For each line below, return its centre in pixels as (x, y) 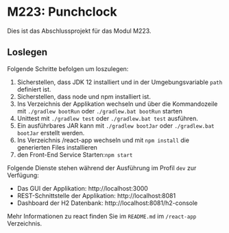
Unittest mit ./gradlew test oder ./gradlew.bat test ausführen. (108, 118)
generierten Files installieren (57, 147)
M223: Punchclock (62, 12)
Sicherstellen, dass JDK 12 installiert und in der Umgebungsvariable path (120, 82)
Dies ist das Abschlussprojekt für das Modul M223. (79, 31)
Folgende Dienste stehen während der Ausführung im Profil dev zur (102, 167)
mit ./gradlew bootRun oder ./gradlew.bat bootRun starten (100, 111)
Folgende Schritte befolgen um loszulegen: (68, 68)
